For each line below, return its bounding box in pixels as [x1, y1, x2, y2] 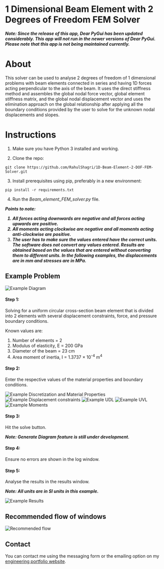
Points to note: [5, 206, 36, 212]
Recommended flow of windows [5, 512, 106, 521]
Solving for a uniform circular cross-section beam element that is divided [5, 307, 154, 313]
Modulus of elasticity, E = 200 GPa [12, 343, 83, 349]
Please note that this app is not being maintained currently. [5, 41, 130, 47]
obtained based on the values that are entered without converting [12, 247, 151, 253]
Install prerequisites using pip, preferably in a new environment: [12, 178, 142, 184]
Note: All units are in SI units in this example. [5, 488, 99, 495]
